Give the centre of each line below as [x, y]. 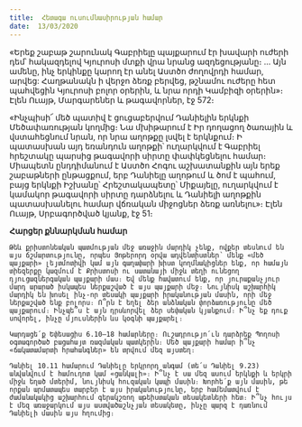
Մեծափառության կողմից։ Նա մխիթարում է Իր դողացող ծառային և [151, 126]
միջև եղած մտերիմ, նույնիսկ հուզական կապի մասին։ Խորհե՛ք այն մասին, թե [149, 381]
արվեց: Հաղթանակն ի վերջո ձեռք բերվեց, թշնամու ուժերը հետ [143, 80]
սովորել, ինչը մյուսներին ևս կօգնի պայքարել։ [96, 318]
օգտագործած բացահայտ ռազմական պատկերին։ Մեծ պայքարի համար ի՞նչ [133, 342]
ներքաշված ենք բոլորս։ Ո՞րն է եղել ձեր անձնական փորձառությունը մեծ [141, 302]
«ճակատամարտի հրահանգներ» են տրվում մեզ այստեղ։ [102, 350]
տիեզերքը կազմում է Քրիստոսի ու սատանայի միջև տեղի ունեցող [125, 271]
